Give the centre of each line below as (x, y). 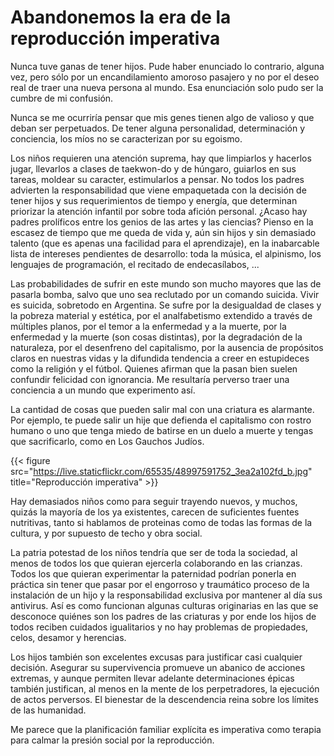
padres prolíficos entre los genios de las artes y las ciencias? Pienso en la (162, 222)
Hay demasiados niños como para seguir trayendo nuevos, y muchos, (154, 501)
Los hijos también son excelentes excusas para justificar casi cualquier (156, 657)
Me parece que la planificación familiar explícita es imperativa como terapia (166, 729)
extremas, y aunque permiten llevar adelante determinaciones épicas (152, 678)
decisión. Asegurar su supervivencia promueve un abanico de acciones (158, 667)
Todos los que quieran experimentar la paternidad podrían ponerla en (153, 573)
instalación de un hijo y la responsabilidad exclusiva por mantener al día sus (166, 595)
